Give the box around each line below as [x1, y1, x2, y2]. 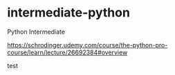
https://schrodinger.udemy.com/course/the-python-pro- [7, 41, 168, 49]
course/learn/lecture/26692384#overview [7, 48, 128, 56]
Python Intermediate [7, 28, 66, 36]
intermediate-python [7, 5, 130, 21]
